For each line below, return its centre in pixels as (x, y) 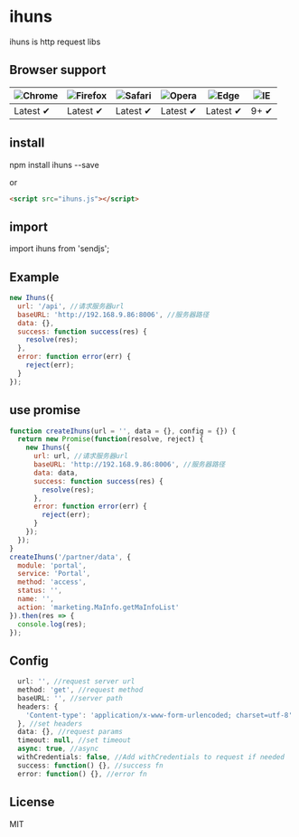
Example (34, 277)
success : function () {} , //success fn (91, 766)
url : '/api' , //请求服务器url (71, 306)
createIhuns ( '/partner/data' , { (70, 557)
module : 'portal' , (52, 565)
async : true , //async (58, 749)
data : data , (56, 473)
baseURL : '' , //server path (70, 698)
